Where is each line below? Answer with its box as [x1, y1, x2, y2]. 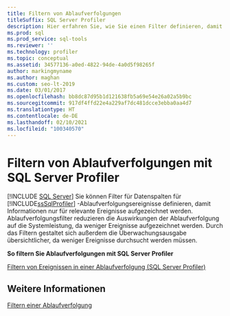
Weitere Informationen [7, 283, 106, 295]
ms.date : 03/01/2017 [7, 87, 67, 94]
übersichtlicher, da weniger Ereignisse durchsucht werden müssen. [7, 236, 198, 244]
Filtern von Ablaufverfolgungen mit [7, 155, 213, 171]
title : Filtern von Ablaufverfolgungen [7, 10, 122, 17]
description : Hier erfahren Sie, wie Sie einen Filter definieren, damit [7, 23, 223, 30]
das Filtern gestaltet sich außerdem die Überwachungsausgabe [7, 229, 187, 238]
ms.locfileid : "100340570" [7, 125, 84, 132]
